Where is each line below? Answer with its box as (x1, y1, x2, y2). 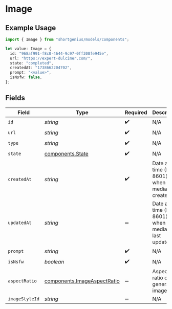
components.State (44, 150, 89, 158)
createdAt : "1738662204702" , (10, 65, 72, 71)
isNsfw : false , (10, 75, 42, 80)
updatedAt (8, 219, 32, 226)
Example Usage (5, 24, 56, 32)
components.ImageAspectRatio (44, 277, 120, 284)
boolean (44, 258, 64, 266)
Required (124, 108, 147, 116)
